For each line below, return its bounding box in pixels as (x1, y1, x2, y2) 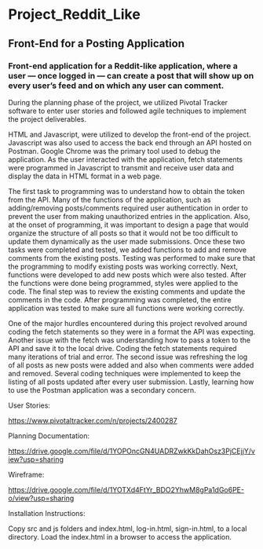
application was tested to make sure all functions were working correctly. (8, 303, 245, 313)
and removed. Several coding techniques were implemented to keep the (8, 368, 241, 378)
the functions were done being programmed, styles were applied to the (8, 278, 239, 287)
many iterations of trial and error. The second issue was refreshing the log (8, 352, 248, 361)
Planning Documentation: (8, 430, 90, 441)
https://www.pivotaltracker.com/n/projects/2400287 (8, 415, 178, 425)
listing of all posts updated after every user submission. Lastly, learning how (8, 377, 254, 386)
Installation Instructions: (8, 508, 86, 518)
